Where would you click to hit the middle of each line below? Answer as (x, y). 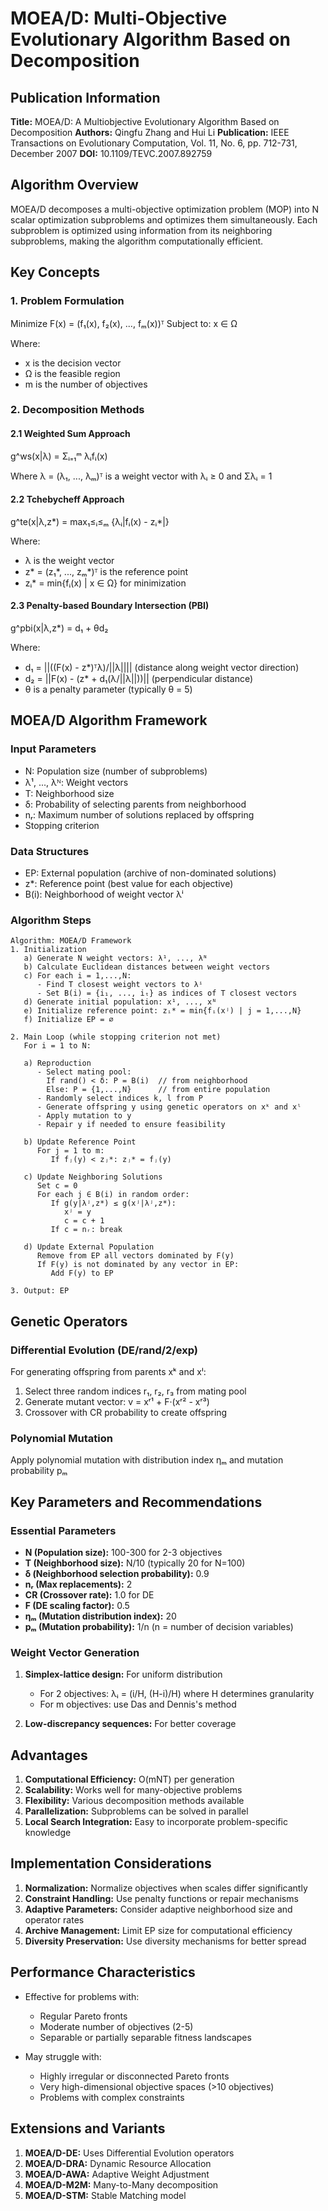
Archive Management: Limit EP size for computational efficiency (158, 1930)
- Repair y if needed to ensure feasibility (131, 1125)
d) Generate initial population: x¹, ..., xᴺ (120, 1002)
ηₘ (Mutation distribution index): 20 (100, 1616)
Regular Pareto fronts (83, 2016)
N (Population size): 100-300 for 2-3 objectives (123, 1552)
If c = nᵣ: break (86, 1230)
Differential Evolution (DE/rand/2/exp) (104, 1350)
